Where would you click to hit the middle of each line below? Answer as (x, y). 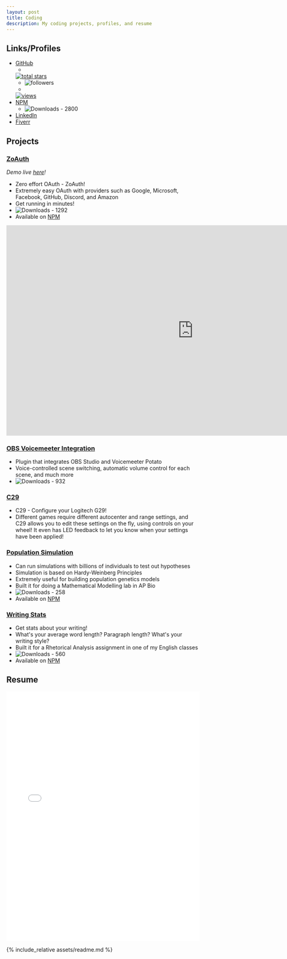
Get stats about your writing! (51, 628)
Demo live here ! (26, 172)
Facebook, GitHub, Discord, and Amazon (67, 197)
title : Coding (25, 18)
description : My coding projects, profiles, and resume (79, 23)
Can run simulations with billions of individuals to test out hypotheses (103, 566)
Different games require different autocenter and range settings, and (102, 517)
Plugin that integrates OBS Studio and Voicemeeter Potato (89, 462)
